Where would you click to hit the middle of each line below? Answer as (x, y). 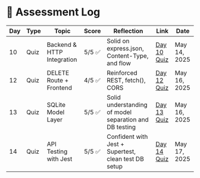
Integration (62, 59)
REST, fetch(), (126, 80)
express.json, (125, 48)
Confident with (127, 136)
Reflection (128, 31)
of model (119, 112)
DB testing (121, 127)
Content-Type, (128, 56)
